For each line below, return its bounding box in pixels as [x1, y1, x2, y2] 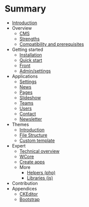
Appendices [11, 185, 37, 191]
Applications [11, 73, 38, 79]
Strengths [19, 36, 40, 42]
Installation [19, 51, 42, 58]
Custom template [19, 137, 55, 144]
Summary [4, 3, 46, 15]
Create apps [19, 159, 45, 165]
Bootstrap [19, 196, 40, 202]
